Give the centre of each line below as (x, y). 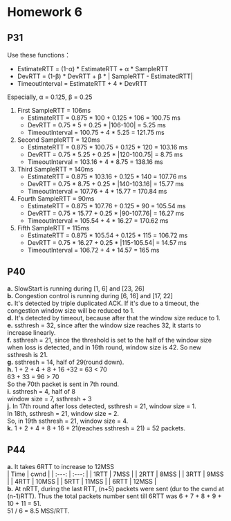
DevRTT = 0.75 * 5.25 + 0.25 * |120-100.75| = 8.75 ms (105, 154)
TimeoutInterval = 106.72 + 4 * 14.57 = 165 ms (93, 250)
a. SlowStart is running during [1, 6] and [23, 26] (76, 289)
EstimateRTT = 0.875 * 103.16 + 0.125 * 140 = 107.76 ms (107, 176)
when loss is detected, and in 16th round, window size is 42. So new (104, 347)
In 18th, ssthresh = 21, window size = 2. (63, 413)
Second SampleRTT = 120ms (58, 140)
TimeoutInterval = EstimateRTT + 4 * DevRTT (82, 83)
